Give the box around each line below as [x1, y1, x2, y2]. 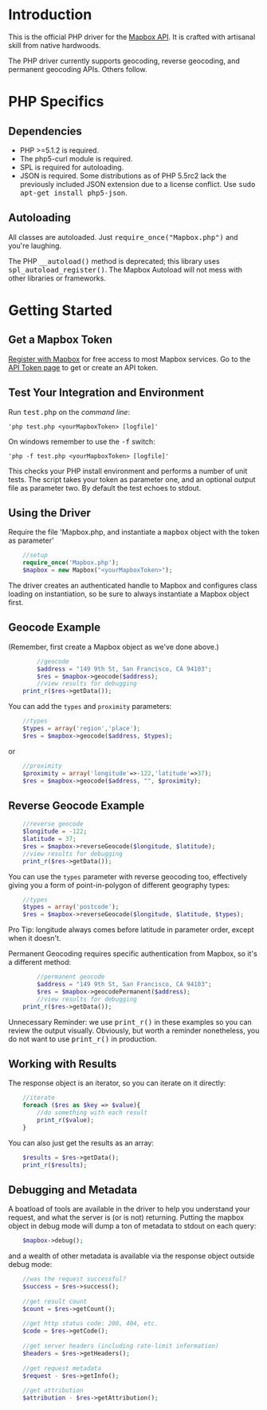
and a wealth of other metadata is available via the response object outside [8, 1251, 255, 1261]
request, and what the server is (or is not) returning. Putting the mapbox [8, 1213, 245, 1222]
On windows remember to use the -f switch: [8, 436, 155, 446]
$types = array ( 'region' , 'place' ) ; [22, 725, 141, 733]
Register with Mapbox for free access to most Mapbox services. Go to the [8, 354, 251, 364]
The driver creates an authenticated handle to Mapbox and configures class [8, 581, 257, 590]
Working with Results [8, 1057, 117, 1070]
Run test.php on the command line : [8, 407, 130, 416]
